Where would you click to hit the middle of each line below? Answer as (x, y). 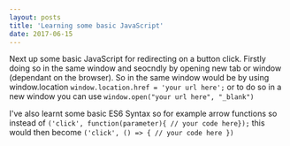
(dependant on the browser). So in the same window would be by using (139, 78)
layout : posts (35, 17)
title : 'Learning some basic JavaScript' (87, 26)
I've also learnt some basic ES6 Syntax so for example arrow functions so (143, 114)
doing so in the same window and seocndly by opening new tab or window (145, 68)
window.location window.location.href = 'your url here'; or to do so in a (145, 87)
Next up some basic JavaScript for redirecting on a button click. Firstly (138, 59)
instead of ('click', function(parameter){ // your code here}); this (137, 123)
